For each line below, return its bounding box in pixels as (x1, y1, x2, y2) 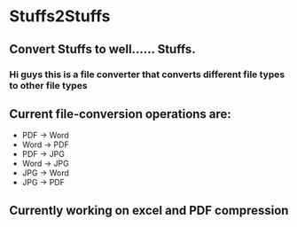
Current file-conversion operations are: (9, 106, 232, 121)
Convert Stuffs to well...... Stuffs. (9, 42, 197, 57)
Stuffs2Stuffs (9, 6, 111, 27)
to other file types (9, 79, 88, 91)
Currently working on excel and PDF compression (9, 202, 289, 218)
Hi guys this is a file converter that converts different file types (9, 68, 285, 81)
